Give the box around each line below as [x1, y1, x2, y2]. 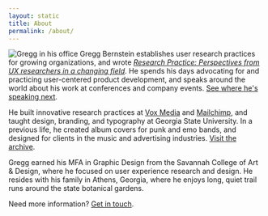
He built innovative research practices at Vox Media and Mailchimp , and [8, 108, 249, 117]
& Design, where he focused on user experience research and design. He [8, 167, 253, 176]
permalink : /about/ [8, 27, 74, 35]
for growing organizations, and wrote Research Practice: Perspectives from [8, 57, 260, 67]
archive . [8, 142, 36, 152]
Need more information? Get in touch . [8, 199, 134, 209]
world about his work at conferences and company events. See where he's [8, 83, 258, 93]
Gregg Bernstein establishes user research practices [79, 49, 256, 59]
